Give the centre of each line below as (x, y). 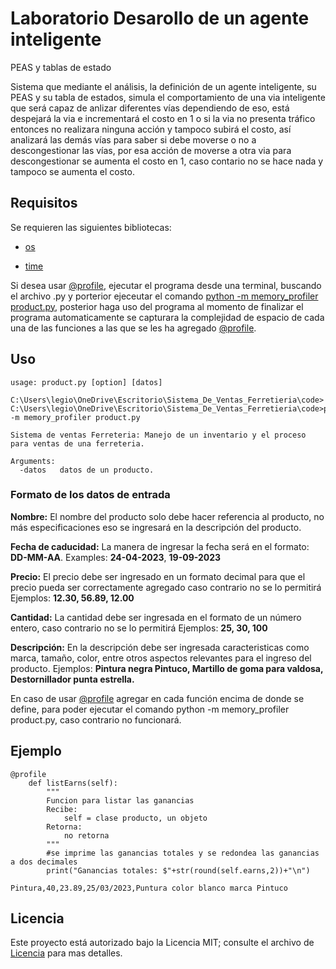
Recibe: (62, 809)
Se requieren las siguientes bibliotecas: (91, 227)
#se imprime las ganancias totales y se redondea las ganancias (183, 853)
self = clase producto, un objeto (135, 818)
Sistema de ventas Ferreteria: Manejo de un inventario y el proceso (158, 435)
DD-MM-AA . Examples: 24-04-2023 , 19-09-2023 (116, 557)
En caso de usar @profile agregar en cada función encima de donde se (157, 698)
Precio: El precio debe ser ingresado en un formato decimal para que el (158, 576)
